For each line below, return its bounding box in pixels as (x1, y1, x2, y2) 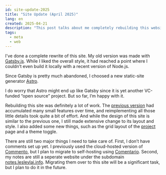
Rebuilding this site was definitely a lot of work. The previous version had (5, 102, 154, 108)
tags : (5, 30, 16, 35)
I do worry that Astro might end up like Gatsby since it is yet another (5, 87, 144, 94)
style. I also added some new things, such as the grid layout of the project (5, 123, 156, 129)
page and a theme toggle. (5, 129, 58, 135)
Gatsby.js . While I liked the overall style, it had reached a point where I (5, 58, 148, 64)
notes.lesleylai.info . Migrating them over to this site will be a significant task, (5, 159, 160, 165)
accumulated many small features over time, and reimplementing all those (5, 107, 156, 113)
